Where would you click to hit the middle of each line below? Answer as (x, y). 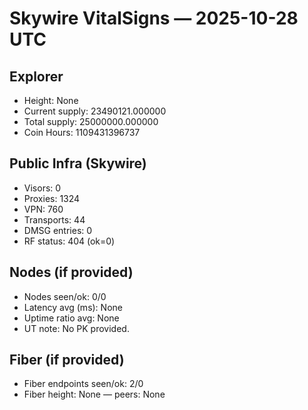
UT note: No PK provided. (76, 328)
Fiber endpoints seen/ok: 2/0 (83, 384)
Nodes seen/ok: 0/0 (65, 296)
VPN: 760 (43, 209)
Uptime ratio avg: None (71, 318)
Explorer (36, 76)
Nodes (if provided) (71, 272)
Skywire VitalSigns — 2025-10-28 (154, 18)
